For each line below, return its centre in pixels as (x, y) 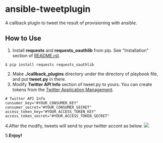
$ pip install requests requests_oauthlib (50, 65)
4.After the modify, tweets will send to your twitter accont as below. (74, 126)
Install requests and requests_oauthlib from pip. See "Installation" (80, 50)
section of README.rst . (36, 55)
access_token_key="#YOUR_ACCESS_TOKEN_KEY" (51, 112)
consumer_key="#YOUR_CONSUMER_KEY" (42, 103)
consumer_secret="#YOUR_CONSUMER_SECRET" (49, 107)
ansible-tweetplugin (48, 9)
